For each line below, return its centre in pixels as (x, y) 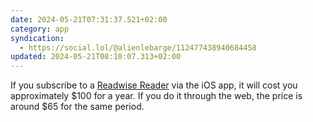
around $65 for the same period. (77, 107)
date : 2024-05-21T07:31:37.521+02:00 (89, 19)
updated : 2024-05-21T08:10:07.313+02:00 (96, 57)
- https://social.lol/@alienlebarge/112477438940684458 (138, 47)
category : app (40, 29)
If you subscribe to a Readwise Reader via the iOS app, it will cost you (154, 85)
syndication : (37, 38)
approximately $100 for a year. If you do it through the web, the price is (156, 96)
